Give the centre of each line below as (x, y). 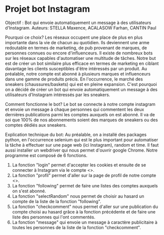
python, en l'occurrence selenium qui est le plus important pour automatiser (82, 140)
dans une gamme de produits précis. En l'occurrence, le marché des (74, 79)
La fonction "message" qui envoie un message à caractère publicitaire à (85, 222)
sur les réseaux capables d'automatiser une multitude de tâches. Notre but (81, 58)
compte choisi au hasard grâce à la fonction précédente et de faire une (84, 211)
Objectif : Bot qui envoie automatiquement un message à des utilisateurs (78, 23)
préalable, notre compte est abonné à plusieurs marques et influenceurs (78, 74)
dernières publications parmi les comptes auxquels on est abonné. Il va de (80, 114)
